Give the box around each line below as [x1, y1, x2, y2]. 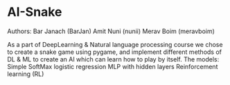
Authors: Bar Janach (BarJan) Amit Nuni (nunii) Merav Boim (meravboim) [7, 27, 215, 35]
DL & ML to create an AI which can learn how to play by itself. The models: [7, 55, 220, 63]
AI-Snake [7, 4, 62, 20]
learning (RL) [7, 70, 44, 78]
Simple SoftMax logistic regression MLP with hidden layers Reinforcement [7, 62, 218, 70]
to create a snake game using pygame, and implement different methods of [7, 48, 222, 56]
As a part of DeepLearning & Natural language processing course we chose [7, 40, 223, 48]
